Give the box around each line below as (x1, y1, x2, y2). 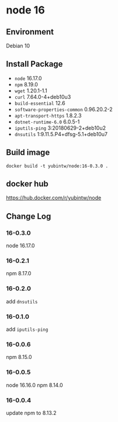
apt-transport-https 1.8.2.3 (14, 112, 82, 119)
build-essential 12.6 (14, 99, 65, 106)
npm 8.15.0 (6, 354, 32, 361)
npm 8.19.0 (14, 81, 38, 88)
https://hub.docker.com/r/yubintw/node (6, 194, 102, 202)
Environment (6, 27, 54, 37)
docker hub (6, 179, 48, 189)
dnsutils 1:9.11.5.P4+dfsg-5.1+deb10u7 (14, 130, 108, 137)
